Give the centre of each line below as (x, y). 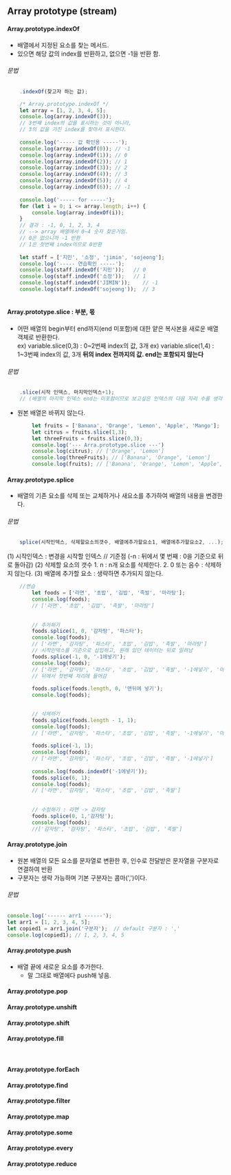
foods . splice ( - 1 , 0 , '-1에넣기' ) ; (79, 657)
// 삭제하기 (46, 714)
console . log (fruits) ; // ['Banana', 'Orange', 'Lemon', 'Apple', (128, 464)
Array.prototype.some (40, 1132)
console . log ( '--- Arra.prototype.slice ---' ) (98, 445)
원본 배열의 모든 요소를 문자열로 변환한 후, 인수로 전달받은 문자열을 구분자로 (118, 860)
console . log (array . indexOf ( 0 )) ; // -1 (75, 148)
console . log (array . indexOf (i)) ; (78, 212)
